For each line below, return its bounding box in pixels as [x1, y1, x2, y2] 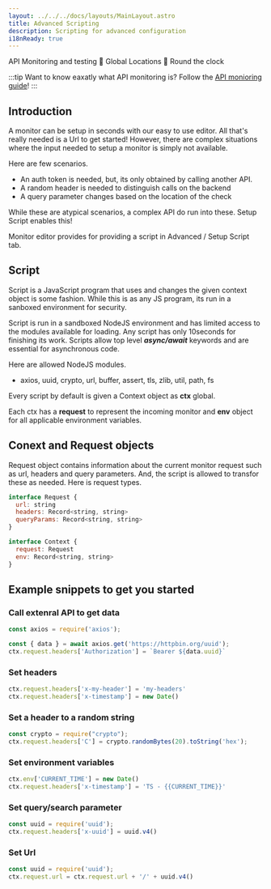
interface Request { [8, 493, 78, 501]
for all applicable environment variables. [8, 415, 142, 425]
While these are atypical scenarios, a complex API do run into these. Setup [8, 207, 257, 217]
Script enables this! [8, 216, 73, 226]
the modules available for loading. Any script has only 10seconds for [8, 326, 236, 336]
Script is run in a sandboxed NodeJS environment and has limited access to [8, 317, 260, 328]
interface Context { [8, 538, 78, 547]
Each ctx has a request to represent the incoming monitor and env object [8, 406, 253, 416]
